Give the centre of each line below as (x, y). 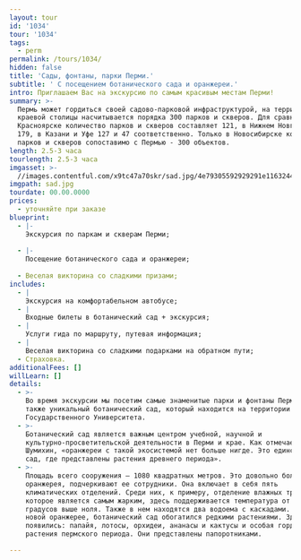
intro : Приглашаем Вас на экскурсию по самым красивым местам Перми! (142, 92)
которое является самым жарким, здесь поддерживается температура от (158, 501)
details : (26, 384)
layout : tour (34, 17)
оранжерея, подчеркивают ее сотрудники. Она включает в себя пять (152, 484)
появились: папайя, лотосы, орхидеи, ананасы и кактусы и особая (150, 526)
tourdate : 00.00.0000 (50, 193)
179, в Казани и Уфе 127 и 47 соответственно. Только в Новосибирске (150, 134)
